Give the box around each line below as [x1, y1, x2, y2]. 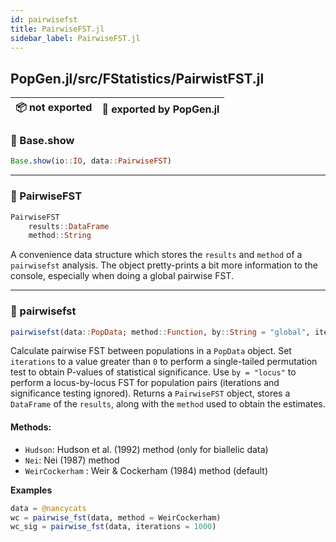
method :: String [28, 231, 92, 241]
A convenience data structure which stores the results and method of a [10, 249, 303, 261]
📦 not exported [15, 101, 93, 115]
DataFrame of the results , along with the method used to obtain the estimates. [10, 398, 326, 410]
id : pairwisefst [10, 14, 78, 25]
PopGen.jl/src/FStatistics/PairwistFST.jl [10, 70, 265, 87]
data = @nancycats [10, 503, 87, 513]
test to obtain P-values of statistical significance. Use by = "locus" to [10, 366, 297, 378]
